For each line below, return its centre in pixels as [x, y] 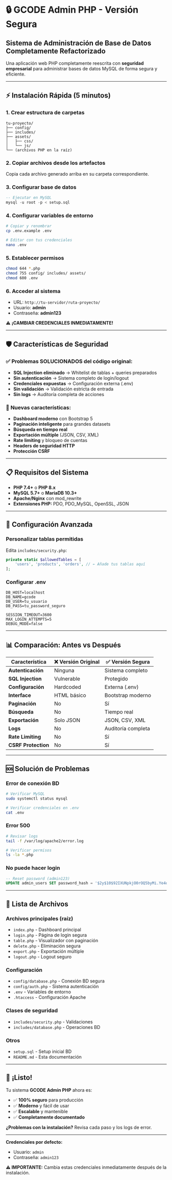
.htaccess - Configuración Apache [50, 997]
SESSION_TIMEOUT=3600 [29, 615]
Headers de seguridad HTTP [44, 446]
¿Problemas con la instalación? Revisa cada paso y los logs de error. [79, 1127]
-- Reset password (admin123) [38, 878]
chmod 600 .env [22, 278]
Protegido [116, 679]
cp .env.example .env [29, 231]
